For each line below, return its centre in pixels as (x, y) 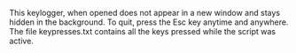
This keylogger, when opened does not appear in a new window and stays (145, 13)
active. (21, 41)
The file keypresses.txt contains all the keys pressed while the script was (143, 31)
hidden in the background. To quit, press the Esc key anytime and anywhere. (149, 22)
